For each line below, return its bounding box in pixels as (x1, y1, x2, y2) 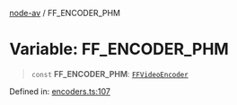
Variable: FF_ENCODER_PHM (9, 39, 229, 59)
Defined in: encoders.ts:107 (9, 85, 110, 97)
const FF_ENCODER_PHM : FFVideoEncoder (31, 68, 189, 79)
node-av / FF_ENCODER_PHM (9, 8, 121, 18)
